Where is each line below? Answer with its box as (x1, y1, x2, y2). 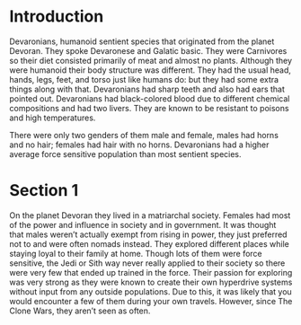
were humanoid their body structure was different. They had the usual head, (9, 65, 292, 75)
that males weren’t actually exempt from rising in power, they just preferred (9, 229, 288, 240)
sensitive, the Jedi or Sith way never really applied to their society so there (9, 258, 286, 268)
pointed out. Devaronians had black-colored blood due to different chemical (9, 92, 290, 104)
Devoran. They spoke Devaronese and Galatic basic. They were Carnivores (9, 45, 288, 56)
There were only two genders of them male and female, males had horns (9, 129, 279, 140)
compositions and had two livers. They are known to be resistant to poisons (9, 102, 289, 113)
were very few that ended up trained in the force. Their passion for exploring (9, 267, 293, 277)
